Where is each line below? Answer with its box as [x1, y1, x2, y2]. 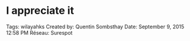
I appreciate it [6, 4, 74, 17]
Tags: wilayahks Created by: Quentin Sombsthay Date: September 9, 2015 [6, 23, 185, 30]
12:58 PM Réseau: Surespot [6, 29, 73, 36]
